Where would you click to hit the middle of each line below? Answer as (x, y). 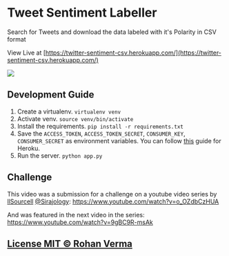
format (17, 39)
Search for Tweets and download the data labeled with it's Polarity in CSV (112, 32)
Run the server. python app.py (60, 155)
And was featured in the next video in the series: (76, 214)
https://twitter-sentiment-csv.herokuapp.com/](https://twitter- (133, 53)
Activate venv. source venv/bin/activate (75, 118)
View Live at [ (27, 53)
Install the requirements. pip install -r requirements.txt (100, 126)
